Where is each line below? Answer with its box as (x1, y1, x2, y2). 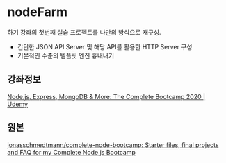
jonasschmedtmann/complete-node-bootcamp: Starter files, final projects (7, 140, 219, 149)
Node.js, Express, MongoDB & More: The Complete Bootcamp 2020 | (7, 92, 206, 101)
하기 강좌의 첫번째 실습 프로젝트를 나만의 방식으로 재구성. (7, 28, 161, 36)
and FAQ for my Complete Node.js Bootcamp (7, 148, 136, 156)
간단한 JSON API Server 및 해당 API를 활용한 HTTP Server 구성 (17, 42, 193, 51)
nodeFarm (7, 4, 68, 20)
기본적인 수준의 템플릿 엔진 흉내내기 (17, 51, 115, 60)
